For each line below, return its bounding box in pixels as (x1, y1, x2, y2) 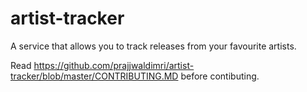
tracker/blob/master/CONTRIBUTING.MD (10, 70, 179, 82)
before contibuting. (180, 70, 260, 82)
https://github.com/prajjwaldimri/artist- (33, 59, 195, 71)
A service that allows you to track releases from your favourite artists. (10, 40, 297, 52)
